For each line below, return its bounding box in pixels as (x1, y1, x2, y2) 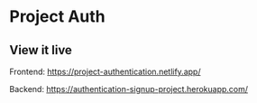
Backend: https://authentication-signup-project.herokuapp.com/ (9, 84, 249, 94)
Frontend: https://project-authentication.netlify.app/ (9, 66, 201, 77)
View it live (9, 42, 72, 58)
